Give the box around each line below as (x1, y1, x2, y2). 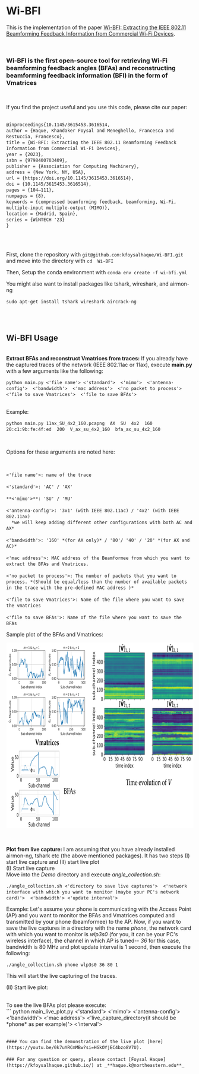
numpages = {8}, (6, 193, 46, 199)
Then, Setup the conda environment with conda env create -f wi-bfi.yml (6, 269, 188, 276)
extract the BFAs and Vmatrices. (6, 561, 89, 568)
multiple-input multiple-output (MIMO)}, (6, 205, 110, 211)
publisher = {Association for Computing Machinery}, (6, 163, 140, 170)
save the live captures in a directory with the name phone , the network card (6, 924, 191, 932)
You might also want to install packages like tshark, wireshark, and (6, 280, 169, 287)
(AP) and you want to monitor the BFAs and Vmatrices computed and (6, 912, 175, 919)
